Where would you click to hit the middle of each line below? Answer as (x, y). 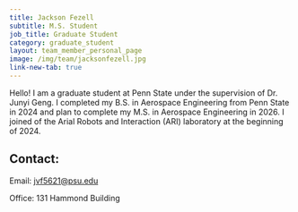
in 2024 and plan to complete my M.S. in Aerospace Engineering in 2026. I (147, 112)
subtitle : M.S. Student (54, 26)
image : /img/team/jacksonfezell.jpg (78, 59)
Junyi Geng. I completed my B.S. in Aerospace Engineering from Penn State (149, 102)
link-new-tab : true (46, 68)
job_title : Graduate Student (64, 34)
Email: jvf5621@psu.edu (54, 181)
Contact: (35, 159)
